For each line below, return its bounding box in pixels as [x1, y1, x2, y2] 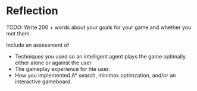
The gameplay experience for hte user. [14, 65, 110, 72]
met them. [6, 30, 32, 37]
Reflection [6, 4, 58, 18]
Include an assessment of [6, 41, 70, 48]
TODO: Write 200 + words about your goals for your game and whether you [6, 24, 192, 31]
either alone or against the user [14, 59, 92, 66]
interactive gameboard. [14, 78, 73, 85]
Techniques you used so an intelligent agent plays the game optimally [14, 53, 186, 60]
